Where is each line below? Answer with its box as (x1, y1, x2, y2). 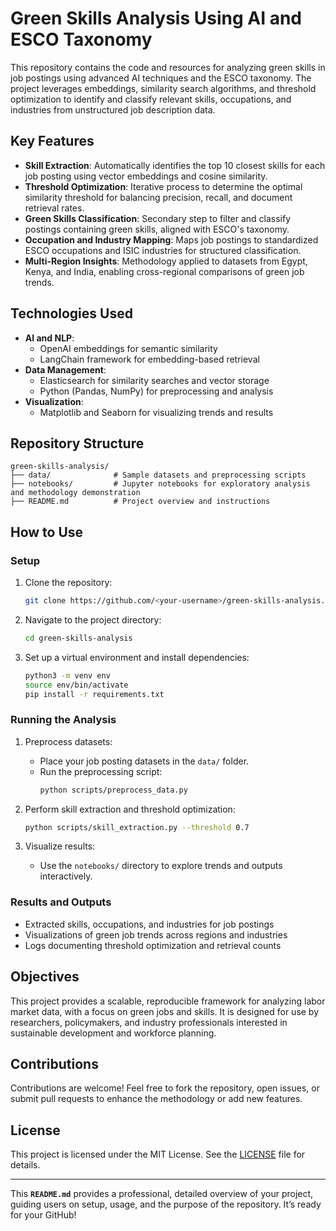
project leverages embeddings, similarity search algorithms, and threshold (10, 82, 317, 94)
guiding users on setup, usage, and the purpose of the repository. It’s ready (10, 1198, 322, 1211)
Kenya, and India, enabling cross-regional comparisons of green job (24, 265, 305, 277)
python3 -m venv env (24, 670, 111, 681)
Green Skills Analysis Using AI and (10, 7, 302, 30)
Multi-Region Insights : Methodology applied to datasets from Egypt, (24, 255, 308, 267)
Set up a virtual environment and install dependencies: (24, 651, 250, 663)
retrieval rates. (24, 202, 85, 214)
